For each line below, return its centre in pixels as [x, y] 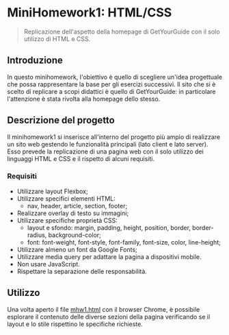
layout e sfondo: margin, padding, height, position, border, [109, 227]
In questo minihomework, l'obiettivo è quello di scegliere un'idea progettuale [115, 77]
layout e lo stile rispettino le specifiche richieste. [75, 324]
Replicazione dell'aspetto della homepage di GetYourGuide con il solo [122, 32]
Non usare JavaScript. [48, 264]
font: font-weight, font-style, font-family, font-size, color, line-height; [124, 242]
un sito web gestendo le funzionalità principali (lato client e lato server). [108, 144]
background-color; [75, 235]
